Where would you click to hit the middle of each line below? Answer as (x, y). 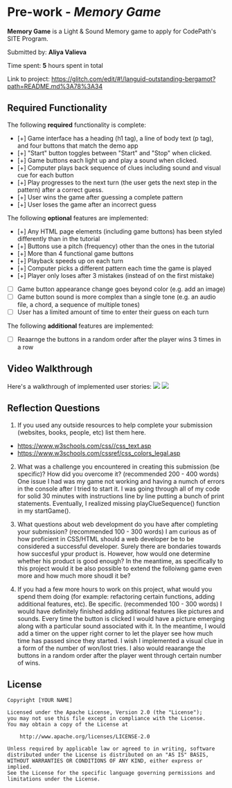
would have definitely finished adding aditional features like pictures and (121, 611)
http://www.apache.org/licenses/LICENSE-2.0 (85, 737)
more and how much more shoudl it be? (74, 575)
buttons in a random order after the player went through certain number (119, 655)
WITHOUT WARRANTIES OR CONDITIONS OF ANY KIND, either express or (105, 761)
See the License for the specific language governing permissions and (111, 773)
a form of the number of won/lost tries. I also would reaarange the (111, 648)
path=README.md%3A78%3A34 (55, 86)
